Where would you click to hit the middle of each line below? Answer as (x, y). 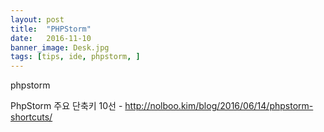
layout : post (37, 19)
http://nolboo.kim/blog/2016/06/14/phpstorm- (219, 106)
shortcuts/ (31, 117)
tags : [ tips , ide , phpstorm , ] (75, 57)
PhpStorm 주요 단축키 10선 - (66, 106)
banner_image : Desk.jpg (60, 47)
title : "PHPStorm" (51, 29)
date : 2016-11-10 (51, 38)
